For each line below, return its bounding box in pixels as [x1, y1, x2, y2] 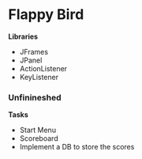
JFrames [19, 47, 49, 56]
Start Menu [19, 125, 57, 135]
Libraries [8, 32, 38, 41]
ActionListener [19, 63, 68, 73]
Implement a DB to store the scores [19, 142, 135, 152]
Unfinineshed [8, 92, 62, 103]
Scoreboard [19, 134, 58, 143]
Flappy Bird [8, 6, 84, 24]
